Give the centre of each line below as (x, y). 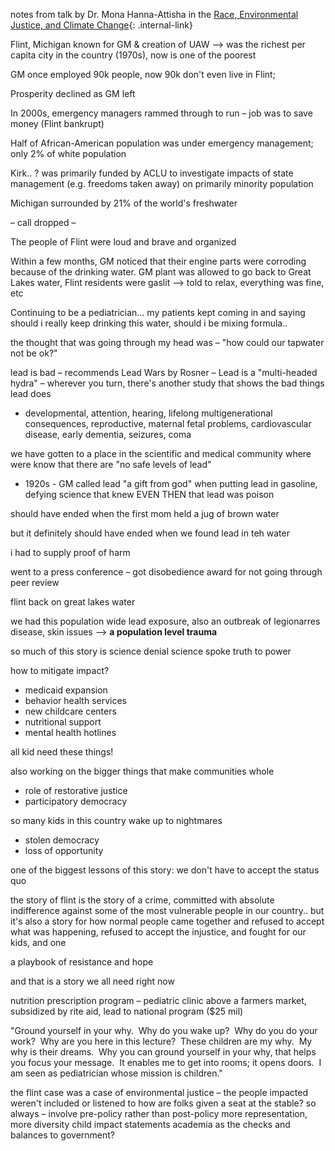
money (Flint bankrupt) (57, 123)
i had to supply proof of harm (70, 552)
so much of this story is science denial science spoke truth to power (151, 651)
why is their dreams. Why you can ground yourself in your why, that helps (163, 1052)
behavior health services (76, 700)
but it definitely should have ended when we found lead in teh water (150, 533)
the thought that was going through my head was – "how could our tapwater (167, 342)
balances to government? (63, 1135)
